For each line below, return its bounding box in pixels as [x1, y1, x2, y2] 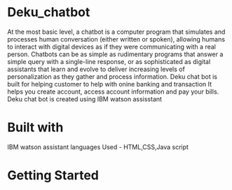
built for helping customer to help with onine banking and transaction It [7, 80, 212, 88]
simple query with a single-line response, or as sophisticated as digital [7, 57, 211, 65]
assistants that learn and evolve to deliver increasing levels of [7, 65, 186, 73]
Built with [7, 120, 64, 136]
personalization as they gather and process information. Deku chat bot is [7, 72, 217, 81]
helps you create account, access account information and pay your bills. [7, 87, 219, 96]
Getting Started [7, 167, 100, 184]
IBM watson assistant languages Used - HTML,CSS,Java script [7, 142, 189, 151]
